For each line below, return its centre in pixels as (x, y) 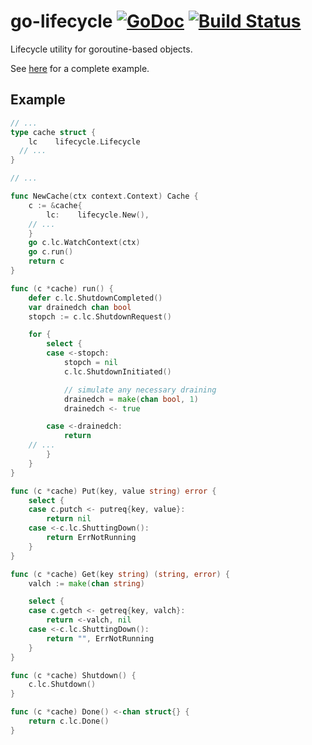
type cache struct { (53, 132)
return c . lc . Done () (69, 721)
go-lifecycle (61, 21)
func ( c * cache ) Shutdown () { (73, 675)
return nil (69, 519)
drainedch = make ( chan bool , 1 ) (131, 399)
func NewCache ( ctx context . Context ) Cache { (104, 196)
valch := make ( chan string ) (86, 583)
